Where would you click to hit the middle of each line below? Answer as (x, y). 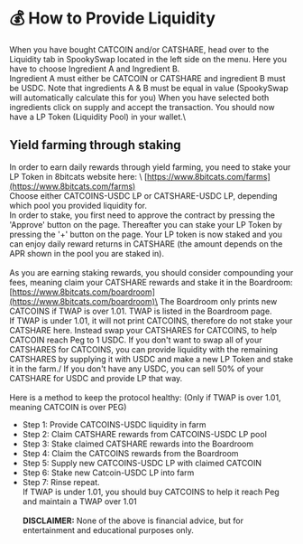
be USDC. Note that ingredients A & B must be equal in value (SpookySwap (149, 88)
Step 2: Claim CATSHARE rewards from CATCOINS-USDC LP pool (145, 434)
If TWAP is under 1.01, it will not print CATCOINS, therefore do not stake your (151, 320)
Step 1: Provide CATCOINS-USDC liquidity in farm (114, 424)
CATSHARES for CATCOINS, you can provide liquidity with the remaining (144, 349)
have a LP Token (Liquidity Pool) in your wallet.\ (98, 117)
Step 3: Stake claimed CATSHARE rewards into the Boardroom (138, 444)
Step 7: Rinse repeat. (61, 482)
